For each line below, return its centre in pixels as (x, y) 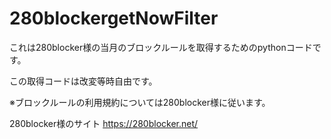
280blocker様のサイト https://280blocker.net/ (104, 123)
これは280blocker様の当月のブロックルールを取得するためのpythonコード (161, 47)
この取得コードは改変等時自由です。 (83, 81)
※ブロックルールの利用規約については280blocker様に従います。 (140, 102)
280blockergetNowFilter (114, 18)
